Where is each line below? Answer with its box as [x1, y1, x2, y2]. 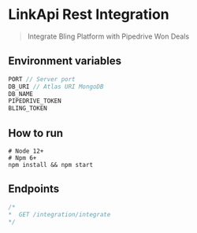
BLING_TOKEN [8, 105, 47, 113]
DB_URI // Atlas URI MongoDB [8, 83, 104, 91]
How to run [8, 126, 64, 139]
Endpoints [8, 183, 60, 196]
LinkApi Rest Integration [8, 6, 169, 24]
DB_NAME [8, 90, 34, 98]
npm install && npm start [8, 161, 93, 168]
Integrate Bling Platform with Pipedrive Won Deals [27, 31, 190, 41]
